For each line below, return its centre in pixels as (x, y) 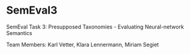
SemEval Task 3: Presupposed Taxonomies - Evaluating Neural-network (95, 27)
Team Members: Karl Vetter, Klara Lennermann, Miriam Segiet (82, 45)
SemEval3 (32, 10)
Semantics (19, 33)
